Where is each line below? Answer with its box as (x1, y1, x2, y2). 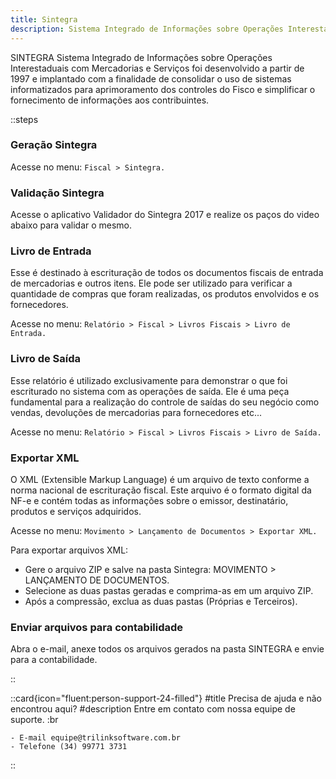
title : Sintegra (10, 14, 78, 25)
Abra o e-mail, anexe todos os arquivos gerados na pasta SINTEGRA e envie (10, 643, 325, 655)
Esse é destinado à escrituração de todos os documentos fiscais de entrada (10, 267, 324, 279)
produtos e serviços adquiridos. (10, 505, 142, 517)
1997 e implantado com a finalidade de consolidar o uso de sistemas (10, 72, 292, 85)
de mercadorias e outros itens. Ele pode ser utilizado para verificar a (10, 277, 293, 290)
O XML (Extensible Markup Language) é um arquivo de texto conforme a (10, 473, 310, 485)
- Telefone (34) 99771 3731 (10, 742, 128, 752)
